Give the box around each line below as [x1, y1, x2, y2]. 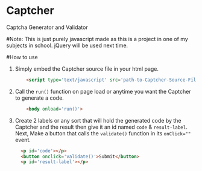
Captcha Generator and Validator [6, 24, 89, 31]
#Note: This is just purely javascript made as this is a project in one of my [6, 35, 188, 42]
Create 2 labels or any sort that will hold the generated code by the [14, 117, 182, 124]
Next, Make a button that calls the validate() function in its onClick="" [14, 129, 191, 137]
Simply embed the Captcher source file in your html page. [14, 65, 159, 73]
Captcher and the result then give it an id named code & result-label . [14, 123, 188, 131]
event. [14, 136, 31, 143]
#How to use [6, 53, 38, 60]
